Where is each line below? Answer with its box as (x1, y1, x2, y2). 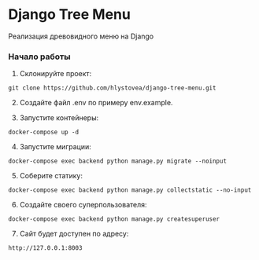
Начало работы (8, 51, 71, 62)
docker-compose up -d (8, 128, 80, 137)
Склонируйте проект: (19, 69, 92, 79)
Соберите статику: (19, 171, 83, 181)
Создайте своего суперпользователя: (19, 200, 147, 210)
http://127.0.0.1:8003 (8, 244, 83, 252)
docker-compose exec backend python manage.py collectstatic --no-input (8, 186, 252, 194)
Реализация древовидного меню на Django (8, 31, 154, 41)
